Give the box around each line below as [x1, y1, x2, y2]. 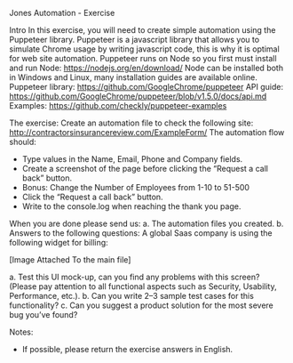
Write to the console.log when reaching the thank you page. [21, 201, 242, 212]
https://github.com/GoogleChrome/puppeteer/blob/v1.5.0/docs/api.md [9, 91, 267, 101]
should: [9, 137, 37, 147]
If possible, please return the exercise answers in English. [21, 344, 234, 354]
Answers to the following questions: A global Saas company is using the [9, 228, 273, 238]
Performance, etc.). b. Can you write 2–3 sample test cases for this [9, 291, 255, 301]
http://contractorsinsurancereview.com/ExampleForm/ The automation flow [9, 127, 285, 137]
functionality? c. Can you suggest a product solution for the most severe [9, 300, 273, 311]
